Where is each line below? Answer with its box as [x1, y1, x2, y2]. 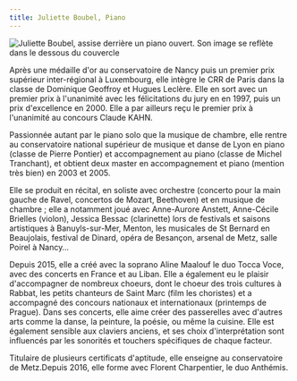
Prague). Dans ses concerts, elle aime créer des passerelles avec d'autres [9, 306, 284, 317]
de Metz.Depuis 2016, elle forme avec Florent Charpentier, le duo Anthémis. [9, 361, 289, 372]
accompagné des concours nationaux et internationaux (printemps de [9, 297, 267, 308]
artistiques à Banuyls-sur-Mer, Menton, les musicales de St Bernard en [9, 223, 270, 233]
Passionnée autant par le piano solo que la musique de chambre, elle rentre [9, 129, 288, 140]
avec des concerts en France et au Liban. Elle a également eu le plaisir [9, 268, 269, 279]
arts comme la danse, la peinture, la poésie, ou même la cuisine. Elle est [9, 316, 275, 326]
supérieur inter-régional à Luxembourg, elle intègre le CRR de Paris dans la [9, 73, 284, 85]
